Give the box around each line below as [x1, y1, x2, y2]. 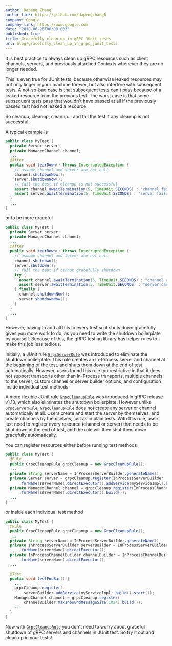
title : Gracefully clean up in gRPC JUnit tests [5, 36, 111, 42]
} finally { [14, 287, 40, 292]
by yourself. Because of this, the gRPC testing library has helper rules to [5, 336, 157, 342]
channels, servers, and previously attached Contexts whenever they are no [5, 60, 164, 67]
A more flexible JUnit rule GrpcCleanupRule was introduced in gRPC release [5, 394, 163, 400]
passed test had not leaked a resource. [5, 103, 88, 109]
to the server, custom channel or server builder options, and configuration [5, 378, 161, 384]
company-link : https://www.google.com [5, 22, 88, 27]
